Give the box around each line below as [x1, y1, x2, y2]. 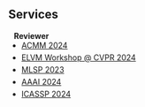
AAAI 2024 [20, 76, 62, 87]
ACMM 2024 [20, 40, 68, 50]
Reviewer [13, 30, 50, 41]
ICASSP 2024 [20, 88, 72, 99]
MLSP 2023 [20, 64, 65, 74]
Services [8, 7, 59, 22]
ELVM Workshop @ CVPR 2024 [20, 52, 136, 63]
